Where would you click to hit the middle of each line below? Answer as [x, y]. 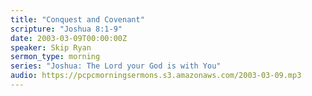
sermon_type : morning [55, 57]
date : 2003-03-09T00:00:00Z [69, 38]
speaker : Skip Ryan [51, 47]
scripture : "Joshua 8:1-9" [66, 29]
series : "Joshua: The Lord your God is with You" [116, 66]
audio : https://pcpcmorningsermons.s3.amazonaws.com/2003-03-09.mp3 [156, 76]
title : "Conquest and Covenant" [77, 19]
